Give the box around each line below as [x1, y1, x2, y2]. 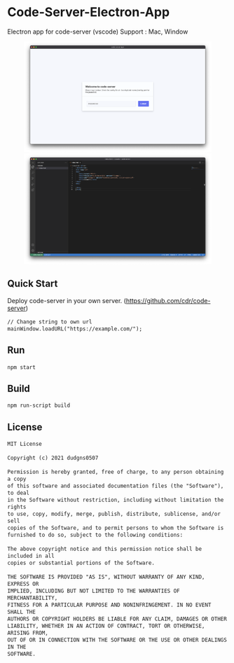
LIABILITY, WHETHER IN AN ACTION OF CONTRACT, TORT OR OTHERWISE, [7, 622, 205, 630]
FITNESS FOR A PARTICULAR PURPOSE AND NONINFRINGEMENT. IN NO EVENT [7, 601, 212, 609]
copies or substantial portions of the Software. [7, 559, 156, 567]
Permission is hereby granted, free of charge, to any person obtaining [7, 468, 224, 476]
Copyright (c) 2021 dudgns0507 [7, 454, 99, 462]
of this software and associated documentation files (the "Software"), [7, 482, 224, 490]
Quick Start [7, 278, 58, 290]
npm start [7, 363, 36, 371]
